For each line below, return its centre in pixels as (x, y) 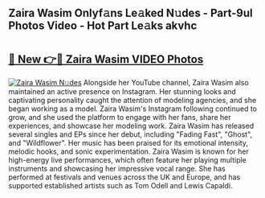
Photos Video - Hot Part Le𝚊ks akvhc (103, 26)
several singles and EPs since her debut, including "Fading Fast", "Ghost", (130, 134)
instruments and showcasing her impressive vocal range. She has (117, 169)
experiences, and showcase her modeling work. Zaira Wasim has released (131, 126)
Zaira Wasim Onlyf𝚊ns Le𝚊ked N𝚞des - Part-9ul (130, 13)
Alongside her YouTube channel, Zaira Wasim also (166, 82)
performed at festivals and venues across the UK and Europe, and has (124, 177)
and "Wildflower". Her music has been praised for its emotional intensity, (128, 143)
